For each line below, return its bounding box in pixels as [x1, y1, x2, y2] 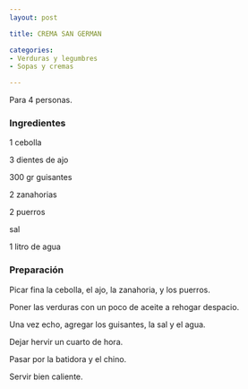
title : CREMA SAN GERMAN [9, 29, 102, 39]
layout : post [9, 13, 58, 22]
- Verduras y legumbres [9, 54, 98, 63]
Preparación [9, 264, 64, 276]
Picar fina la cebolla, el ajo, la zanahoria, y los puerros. [9, 284, 210, 295]
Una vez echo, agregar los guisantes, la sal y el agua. [9, 319, 206, 330]
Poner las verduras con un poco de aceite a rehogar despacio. [9, 301, 240, 312]
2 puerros [9, 207, 46, 218]
